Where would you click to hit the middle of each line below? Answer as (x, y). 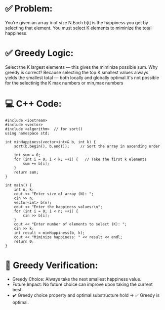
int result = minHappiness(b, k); (49, 233)
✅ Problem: (29, 9)
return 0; (24, 241)
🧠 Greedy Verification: (52, 266)
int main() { (19, 185)
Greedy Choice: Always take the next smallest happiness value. (77, 279)
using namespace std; (27, 133)
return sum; (26, 172)
